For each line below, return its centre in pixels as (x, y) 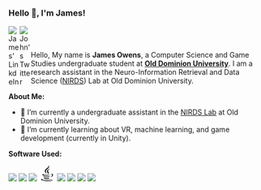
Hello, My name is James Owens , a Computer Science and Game (140, 55)
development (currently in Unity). (75, 138)
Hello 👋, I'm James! (47, 13)
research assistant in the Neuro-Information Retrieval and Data (135, 72)
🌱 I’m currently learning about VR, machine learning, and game (125, 130)
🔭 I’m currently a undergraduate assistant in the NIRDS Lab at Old (129, 112)
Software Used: (35, 154)
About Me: (27, 97)
